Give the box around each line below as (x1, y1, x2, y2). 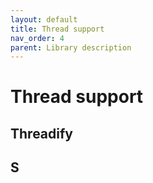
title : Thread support (10, 24, 105, 34)
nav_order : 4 (10, 33, 65, 43)
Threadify (10, 125, 73, 142)
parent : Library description (10, 42, 132, 53)
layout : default (10, 14, 78, 25)
